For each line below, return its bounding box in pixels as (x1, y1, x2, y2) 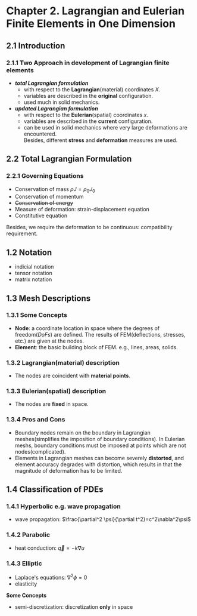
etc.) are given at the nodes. (14, 337, 85, 344)
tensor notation (14, 270, 52, 277)
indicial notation (14, 263, 54, 270)
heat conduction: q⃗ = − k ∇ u (14, 544, 85, 552)
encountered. (23, 130, 57, 137)
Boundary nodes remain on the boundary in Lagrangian (14, 429, 151, 436)
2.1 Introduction (6, 41, 65, 51)
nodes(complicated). (14, 448, 66, 455)
